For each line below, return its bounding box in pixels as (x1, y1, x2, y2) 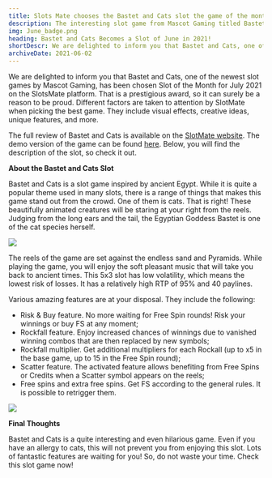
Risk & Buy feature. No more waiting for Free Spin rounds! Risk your (19, 310, 246, 320)
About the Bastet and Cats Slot (8, 164, 114, 173)
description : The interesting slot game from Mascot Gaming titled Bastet (8, 19, 266, 28)
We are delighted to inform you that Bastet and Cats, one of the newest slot (8, 72, 259, 81)
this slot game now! (8, 460, 74, 470)
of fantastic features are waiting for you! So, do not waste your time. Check (8, 451, 259, 461)
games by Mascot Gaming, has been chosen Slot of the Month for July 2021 (8, 80, 262, 90)
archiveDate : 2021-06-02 (8, 49, 92, 58)
